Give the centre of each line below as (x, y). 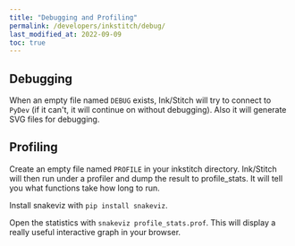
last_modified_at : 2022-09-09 (66, 34)
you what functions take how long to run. (85, 188)
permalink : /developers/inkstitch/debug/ (88, 26)
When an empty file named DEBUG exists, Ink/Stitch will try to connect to (140, 100)
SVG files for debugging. (55, 119)
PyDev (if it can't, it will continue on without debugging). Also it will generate (148, 110)
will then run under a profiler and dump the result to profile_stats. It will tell (146, 178)
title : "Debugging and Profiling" (74, 17)
